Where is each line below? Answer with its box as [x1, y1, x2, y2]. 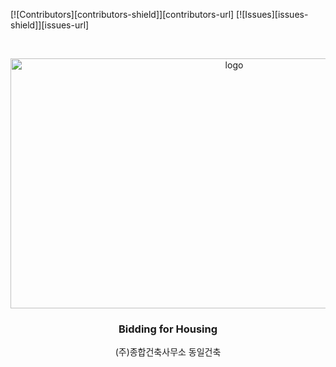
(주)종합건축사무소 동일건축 [114, 346, 222, 358]
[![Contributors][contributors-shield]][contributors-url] [10, 9, 235, 20]
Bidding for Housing [118, 322, 218, 336]
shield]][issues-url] [10, 19, 90, 31]
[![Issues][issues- [236, 9, 309, 20]
